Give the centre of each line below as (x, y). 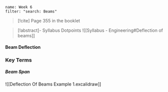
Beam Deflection (23, 47)
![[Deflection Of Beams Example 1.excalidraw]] (53, 84)
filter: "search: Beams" (31, 11)
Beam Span (18, 72)
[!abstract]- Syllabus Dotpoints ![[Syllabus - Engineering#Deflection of (90, 30)
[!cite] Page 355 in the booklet (49, 21)
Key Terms (19, 60)
